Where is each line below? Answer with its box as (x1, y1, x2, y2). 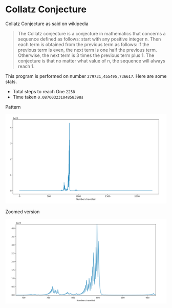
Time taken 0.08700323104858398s (12, 94, 84, 100)
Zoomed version (5, 209, 40, 215)
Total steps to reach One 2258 (12, 88, 75, 94)
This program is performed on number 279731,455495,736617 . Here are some (5, 73, 167, 79)
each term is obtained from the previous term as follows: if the (17, 41, 149, 47)
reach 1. (17, 63, 35, 69)
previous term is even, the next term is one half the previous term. (17, 47, 157, 53)
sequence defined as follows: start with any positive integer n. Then (17, 36, 161, 42)
